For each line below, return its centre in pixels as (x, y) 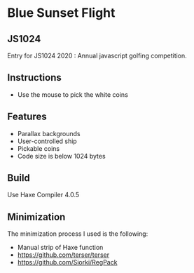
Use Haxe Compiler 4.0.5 (43, 195)
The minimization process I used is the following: (78, 234)
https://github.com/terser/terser (63, 255)
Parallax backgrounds (49, 133)
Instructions (34, 78)
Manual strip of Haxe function (60, 248)
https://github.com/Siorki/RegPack (67, 262)
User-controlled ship (47, 141)
